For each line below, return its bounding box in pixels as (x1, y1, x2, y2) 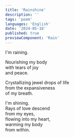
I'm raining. (5, 49, 29, 55)
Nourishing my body (5, 59, 48, 65)
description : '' (5, 12, 39, 17)
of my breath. (5, 90, 34, 96)
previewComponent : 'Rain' (5, 36, 59, 41)
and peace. (5, 70, 29, 76)
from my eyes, (5, 110, 35, 116)
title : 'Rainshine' (5, 7, 46, 13)
